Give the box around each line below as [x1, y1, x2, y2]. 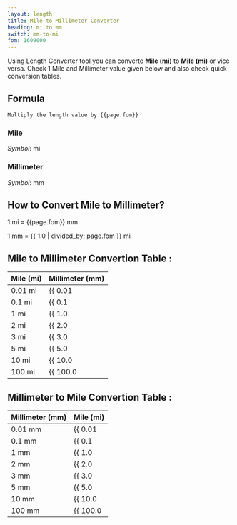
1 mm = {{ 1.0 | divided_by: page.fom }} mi [7, 231, 131, 240]
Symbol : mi [7, 144, 41, 153]
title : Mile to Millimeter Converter [7, 17, 120, 24]
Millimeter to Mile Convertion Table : [7, 391, 173, 404]
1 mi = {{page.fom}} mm [7, 218, 79, 226]
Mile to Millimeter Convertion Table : [7, 252, 173, 264]
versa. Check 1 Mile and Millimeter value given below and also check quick [7, 64, 227, 73]
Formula [7, 92, 45, 104]
